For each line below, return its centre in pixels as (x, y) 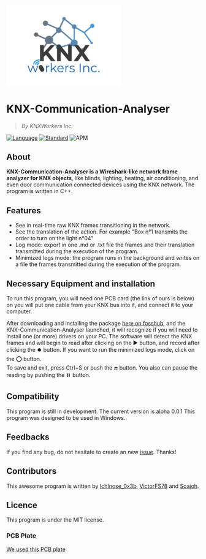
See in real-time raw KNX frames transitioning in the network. (93, 226)
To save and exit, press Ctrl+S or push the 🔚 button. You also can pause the (102, 368)
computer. (19, 311)
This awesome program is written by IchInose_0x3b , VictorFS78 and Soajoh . (103, 486)
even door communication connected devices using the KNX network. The (101, 184)
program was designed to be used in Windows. (66, 417)
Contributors (32, 471)
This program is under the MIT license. (55, 520)
